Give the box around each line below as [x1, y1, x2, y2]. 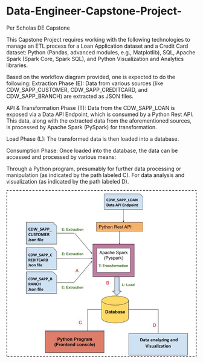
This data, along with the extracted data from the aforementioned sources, [6, 117, 192, 124]
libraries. [6, 62, 28, 69]
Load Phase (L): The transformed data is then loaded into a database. [6, 135, 179, 143]
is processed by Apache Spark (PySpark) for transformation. [6, 123, 157, 130]
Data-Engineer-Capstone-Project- [6, 4, 182, 18]
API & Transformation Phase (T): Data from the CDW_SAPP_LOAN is [6, 104, 175, 111]
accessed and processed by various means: [6, 153, 117, 161]
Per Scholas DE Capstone [6, 24, 71, 31]
